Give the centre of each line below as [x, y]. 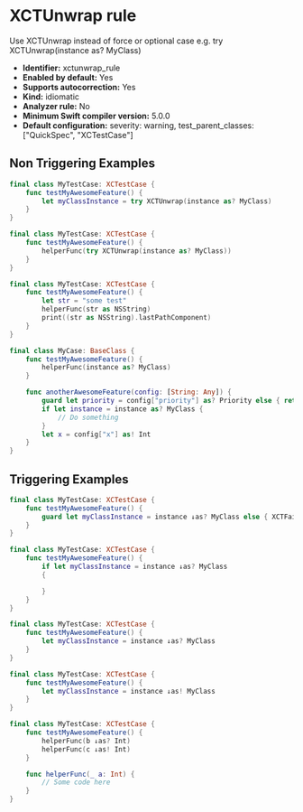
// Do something [88, 417]
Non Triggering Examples [83, 163]
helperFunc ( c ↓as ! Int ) [86, 749]
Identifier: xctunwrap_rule [71, 68]
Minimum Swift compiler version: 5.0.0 [96, 116]
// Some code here [76, 782]
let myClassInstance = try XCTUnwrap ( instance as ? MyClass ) [157, 201]
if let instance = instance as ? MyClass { [123, 409]
